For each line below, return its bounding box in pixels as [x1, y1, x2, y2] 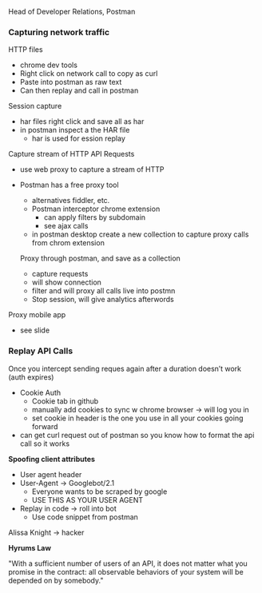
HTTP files [8, 45, 43, 54]
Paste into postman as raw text [19, 78, 122, 87]
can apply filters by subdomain [43, 213, 146, 222]
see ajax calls [43, 221, 89, 231]
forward [31, 421, 58, 431]
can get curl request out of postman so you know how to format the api [19, 430, 255, 440]
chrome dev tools [19, 60, 78, 70]
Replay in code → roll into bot [19, 503, 117, 513]
